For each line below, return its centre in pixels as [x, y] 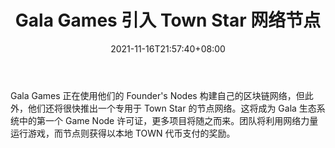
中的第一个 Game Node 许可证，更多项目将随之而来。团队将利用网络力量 [168, 120]
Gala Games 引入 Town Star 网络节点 [168, 20]
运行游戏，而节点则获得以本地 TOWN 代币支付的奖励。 [123, 133]
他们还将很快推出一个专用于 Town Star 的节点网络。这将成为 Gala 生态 [172, 108]
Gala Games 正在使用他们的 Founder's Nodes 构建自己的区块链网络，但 [157, 95]
